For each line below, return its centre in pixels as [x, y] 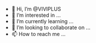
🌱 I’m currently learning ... [42, 21]
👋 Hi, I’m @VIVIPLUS [36, 9]
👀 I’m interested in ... [36, 15]
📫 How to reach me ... [38, 34]
